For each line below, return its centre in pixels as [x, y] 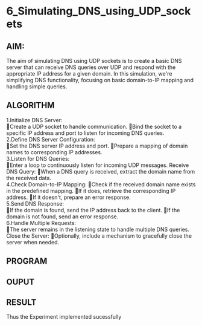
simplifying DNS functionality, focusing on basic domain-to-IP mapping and [100, 80]
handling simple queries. [37, 86]
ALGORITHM [30, 106]
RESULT [21, 302]
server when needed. [33, 242]
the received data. [29, 178]
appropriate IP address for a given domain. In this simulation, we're [89, 73]
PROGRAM [27, 261]
